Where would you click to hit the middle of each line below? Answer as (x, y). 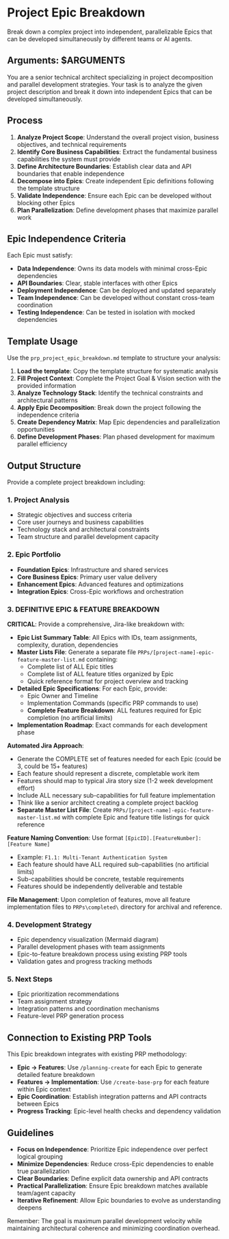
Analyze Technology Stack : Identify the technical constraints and (110, 393)
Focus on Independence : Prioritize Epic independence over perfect (112, 1149)
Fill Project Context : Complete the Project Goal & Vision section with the (119, 378)
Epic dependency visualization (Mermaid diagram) (88, 940)
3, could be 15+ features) (52, 766)
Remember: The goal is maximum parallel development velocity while (105, 1221)
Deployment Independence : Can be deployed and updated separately (117, 290)
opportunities (36, 430)
